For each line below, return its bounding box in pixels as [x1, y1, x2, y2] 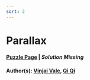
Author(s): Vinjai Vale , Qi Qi [6, 67, 75, 74]
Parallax [6, 34, 47, 47]
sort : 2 [6, 8, 25, 15]
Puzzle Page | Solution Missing [6, 54, 84, 61]
